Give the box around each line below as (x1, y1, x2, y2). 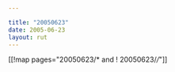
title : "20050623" (8, 18, 69, 26)
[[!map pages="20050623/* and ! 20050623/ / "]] (8, 55, 168, 64)
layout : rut (8, 33, 48, 41)
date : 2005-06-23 (8, 25, 66, 34)
